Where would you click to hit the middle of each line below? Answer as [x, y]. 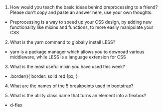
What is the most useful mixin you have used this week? [68, 67]
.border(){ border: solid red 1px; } [44, 76]
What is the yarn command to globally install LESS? [63, 42]
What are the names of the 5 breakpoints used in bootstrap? [72, 86]
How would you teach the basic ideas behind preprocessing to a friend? [84, 7]
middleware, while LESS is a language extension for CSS [68, 57]
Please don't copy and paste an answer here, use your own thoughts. [81, 12]
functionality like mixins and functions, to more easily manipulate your [81, 27]
